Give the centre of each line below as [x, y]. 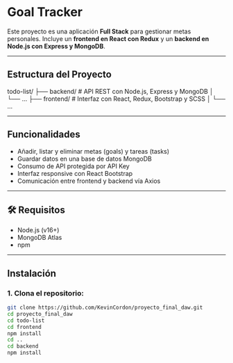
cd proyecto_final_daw [40, 314]
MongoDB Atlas [40, 238]
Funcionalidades [44, 135]
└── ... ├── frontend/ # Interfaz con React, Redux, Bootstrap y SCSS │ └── [116, 99]
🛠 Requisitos [36, 210]
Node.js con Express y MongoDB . [56, 46]
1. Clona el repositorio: [46, 293]
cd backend [23, 346]
